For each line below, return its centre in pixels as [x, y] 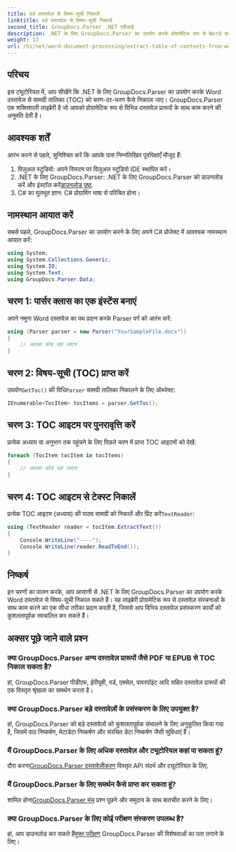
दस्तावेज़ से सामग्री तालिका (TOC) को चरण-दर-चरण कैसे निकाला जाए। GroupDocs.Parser [115, 100]
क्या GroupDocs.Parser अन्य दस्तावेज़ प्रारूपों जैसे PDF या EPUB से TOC [111, 658]
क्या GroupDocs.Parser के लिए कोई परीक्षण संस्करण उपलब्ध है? [96, 818]
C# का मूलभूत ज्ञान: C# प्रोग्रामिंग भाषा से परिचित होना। [79, 192]
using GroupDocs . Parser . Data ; [52, 279]
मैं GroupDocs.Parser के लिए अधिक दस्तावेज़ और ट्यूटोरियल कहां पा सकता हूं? [115, 751]
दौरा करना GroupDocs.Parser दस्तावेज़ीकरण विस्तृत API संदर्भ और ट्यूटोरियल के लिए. [108, 766]
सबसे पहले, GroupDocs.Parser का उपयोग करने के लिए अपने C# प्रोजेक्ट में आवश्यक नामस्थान [117, 232]
